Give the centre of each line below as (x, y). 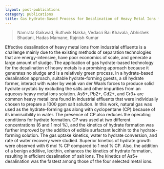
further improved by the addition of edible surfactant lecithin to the (72, 130)
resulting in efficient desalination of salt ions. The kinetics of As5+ (72, 156)
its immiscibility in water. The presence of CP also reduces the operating (78, 115)
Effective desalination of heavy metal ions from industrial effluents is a (76, 47)
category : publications (29, 14)
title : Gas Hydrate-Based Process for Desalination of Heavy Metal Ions (81, 19)
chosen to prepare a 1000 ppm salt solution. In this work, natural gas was (79, 104)
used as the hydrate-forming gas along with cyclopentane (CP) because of (80, 109)
